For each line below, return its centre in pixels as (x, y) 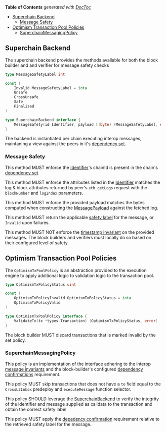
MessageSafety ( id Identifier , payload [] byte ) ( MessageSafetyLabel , (86, 124)
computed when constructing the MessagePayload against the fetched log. (82, 208)
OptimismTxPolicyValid (37, 303)
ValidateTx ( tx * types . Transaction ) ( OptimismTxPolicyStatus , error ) (86, 321)
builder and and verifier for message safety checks (57, 65)
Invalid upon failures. (28, 222)
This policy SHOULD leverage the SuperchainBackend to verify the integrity (82, 399)
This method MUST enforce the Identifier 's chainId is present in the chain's (82, 167)
